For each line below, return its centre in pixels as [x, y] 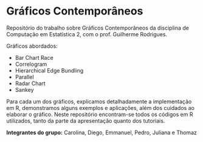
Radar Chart [30, 83]
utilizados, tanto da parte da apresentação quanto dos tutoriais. [86, 121]
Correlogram [31, 64]
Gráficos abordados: [32, 46]
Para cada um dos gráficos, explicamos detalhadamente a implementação [99, 102]
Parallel [25, 77]
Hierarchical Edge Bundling [49, 70]
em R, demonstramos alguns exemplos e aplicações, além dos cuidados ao [100, 108]
